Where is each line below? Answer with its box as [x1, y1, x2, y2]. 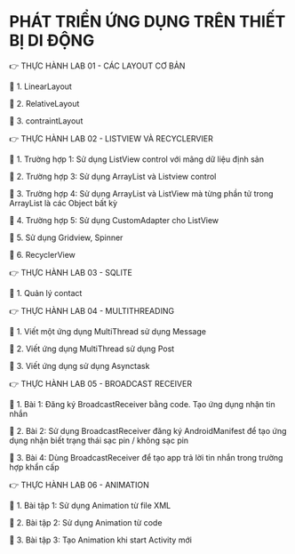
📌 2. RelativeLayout [9, 98, 80, 108]
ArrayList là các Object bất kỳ [9, 197, 118, 208]
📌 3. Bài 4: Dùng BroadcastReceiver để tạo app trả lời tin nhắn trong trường [9, 452, 283, 462]
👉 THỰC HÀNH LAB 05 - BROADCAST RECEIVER [9, 378, 193, 389]
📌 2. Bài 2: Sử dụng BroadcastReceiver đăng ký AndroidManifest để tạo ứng [9, 425, 287, 436]
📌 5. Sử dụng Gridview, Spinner [9, 232, 124, 243]
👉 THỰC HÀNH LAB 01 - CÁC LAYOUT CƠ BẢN [9, 60, 186, 71]
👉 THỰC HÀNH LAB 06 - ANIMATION [9, 479, 149, 490]
